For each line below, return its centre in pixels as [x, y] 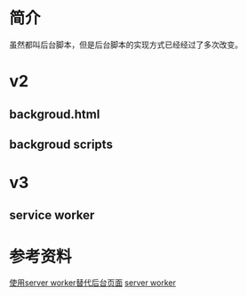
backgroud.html [55, 114]
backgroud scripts [61, 144]
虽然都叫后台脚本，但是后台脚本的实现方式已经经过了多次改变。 [126, 45]
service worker [52, 215]
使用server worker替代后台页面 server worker [92, 283]
